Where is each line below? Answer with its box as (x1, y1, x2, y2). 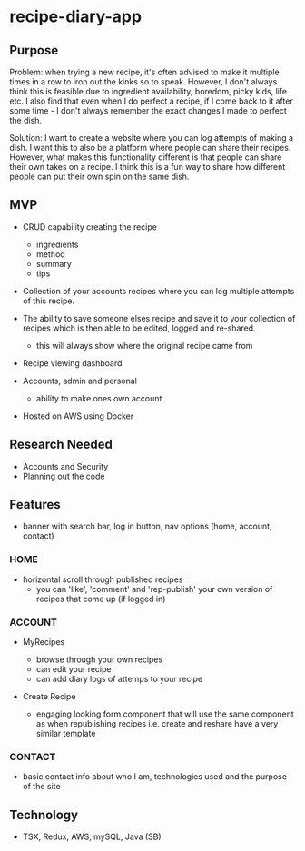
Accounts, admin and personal (22, 375, 138, 386)
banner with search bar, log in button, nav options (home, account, (22, 520, 272, 532)
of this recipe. (22, 295, 75, 306)
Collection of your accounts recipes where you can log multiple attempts (22, 285, 295, 296)
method (35, 248, 65, 260)
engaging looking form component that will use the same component (35, 708, 295, 719)
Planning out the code (22, 470, 105, 481)
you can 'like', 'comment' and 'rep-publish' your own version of (35, 583, 273, 594)
